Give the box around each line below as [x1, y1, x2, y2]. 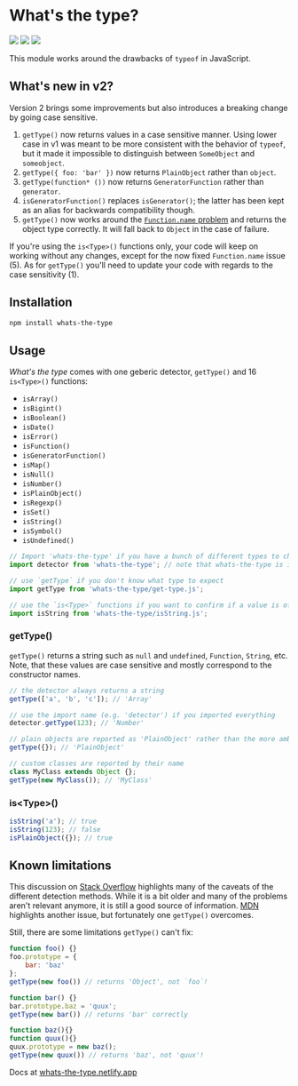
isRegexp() [21, 499, 63, 507]
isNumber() [21, 480, 63, 489]
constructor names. [9, 668, 82, 680]
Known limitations [9, 858, 112, 873]
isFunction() [21, 442, 71, 451]
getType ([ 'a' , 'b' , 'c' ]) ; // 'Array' [9, 694, 153, 703]
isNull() [21, 470, 55, 480]
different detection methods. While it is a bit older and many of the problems [9, 890, 288, 902]
